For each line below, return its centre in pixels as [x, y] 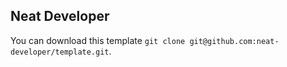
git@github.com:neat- [234, 41]
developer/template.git [60, 52]
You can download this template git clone [98, 40]
